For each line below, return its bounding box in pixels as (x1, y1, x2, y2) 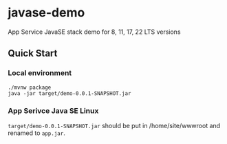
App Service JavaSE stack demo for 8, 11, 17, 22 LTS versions (8, 28, 181, 36)
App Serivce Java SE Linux (8, 105, 99, 115)
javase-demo (8, 5, 85, 21)
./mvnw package (8, 84, 52, 91)
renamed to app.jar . (8, 129, 66, 137)
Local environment (8, 68, 72, 78)
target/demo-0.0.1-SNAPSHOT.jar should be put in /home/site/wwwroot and (8, 121, 221, 130)
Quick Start (8, 48, 58, 59)
